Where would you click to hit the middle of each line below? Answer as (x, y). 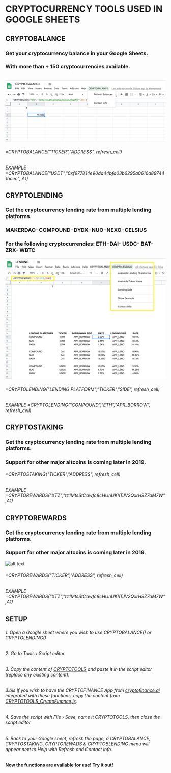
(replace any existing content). (37, 674)
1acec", (13, 178)
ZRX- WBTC (20, 250)
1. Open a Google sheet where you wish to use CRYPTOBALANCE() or (78, 632)
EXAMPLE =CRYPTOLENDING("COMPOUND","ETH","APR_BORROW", (78, 405)
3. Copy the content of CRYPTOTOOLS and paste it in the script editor (79, 669)
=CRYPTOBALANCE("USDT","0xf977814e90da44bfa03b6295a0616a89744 (85, 173)
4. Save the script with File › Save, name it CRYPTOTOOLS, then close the (83, 717)
